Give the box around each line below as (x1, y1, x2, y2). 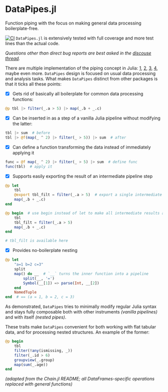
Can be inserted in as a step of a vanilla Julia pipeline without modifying (12, 115, 161, 121)
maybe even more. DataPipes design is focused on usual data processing (5, 70, 156, 76)
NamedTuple (14, 290, 37, 295)
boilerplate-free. (5, 25, 39, 31)
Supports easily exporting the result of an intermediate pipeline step (12, 173, 153, 179)
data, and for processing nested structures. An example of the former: (5, 329, 150, 335)
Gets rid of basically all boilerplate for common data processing (12, 90, 143, 96)
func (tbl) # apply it (5, 164, 52, 169)
